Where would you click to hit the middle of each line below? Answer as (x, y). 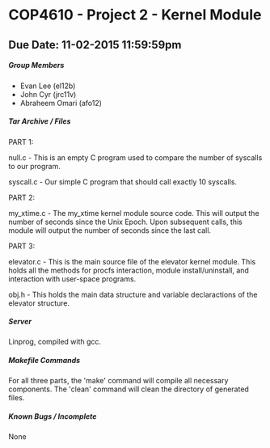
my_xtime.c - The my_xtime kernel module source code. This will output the (134, 213)
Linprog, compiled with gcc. (55, 342)
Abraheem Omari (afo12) (61, 103)
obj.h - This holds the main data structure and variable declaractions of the (133, 294)
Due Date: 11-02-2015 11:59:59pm (95, 45)
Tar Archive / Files (40, 121)
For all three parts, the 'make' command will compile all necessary (118, 381)
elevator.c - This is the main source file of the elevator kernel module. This (132, 261)
